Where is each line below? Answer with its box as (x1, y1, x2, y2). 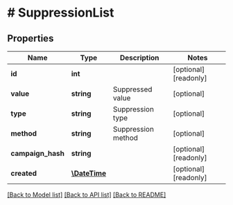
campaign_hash (10, 149, 64, 158)
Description (119, 53, 159, 62)
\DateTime (71, 168, 106, 178)
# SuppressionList (7, 5, 114, 21)
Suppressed (112, 84, 153, 94)
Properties (7, 33, 54, 44)
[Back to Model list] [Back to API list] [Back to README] (7, 190, 166, 199)
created (10, 168, 37, 178)
